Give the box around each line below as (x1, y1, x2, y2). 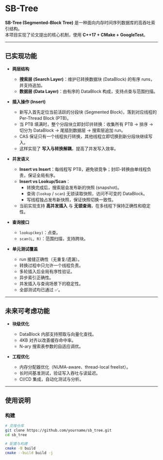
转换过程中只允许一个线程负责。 (19, 262, 83, 268)
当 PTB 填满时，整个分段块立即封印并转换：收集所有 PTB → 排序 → (19, 121, 154, 127)
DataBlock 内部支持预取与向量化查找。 (19, 331, 97, 337)
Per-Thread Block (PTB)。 (19, 115, 71, 121)
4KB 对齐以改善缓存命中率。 (19, 337, 76, 343)
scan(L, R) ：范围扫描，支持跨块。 (19, 236, 88, 241)
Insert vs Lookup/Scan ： (19, 178, 70, 184)
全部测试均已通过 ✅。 (19, 287, 63, 293)
